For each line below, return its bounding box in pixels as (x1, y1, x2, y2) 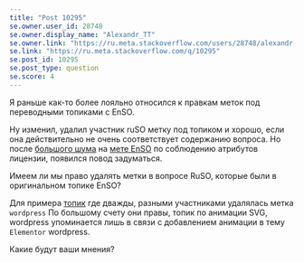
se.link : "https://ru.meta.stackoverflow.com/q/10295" (9, 47, 221, 56)
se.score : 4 (9, 72, 54, 81)
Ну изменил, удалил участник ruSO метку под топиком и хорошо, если (9, 124, 285, 135)
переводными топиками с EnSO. (9, 106, 135, 117)
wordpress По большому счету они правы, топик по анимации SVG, (9, 207, 269, 218)
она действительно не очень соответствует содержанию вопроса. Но (9, 133, 281, 145)
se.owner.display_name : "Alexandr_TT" (9, 30, 156, 39)
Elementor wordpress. (9, 226, 90, 237)
